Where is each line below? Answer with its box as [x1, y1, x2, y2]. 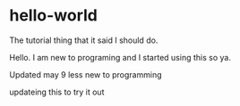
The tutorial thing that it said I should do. [9, 35, 159, 45]
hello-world [9, 5, 99, 26]
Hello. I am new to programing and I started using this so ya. [9, 52, 231, 62]
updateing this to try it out [9, 86, 105, 97]
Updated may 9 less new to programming [9, 69, 163, 80]
